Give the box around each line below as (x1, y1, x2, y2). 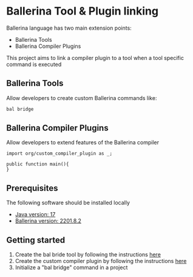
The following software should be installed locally (6, 199, 130, 207)
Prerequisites (6, 183, 58, 193)
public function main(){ (6, 161, 69, 167)
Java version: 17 (15, 211, 56, 218)
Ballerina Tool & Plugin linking (6, 4, 159, 18)
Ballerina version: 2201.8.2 (15, 217, 82, 225)
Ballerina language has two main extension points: (6, 24, 132, 32)
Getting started (6, 235, 66, 245)
